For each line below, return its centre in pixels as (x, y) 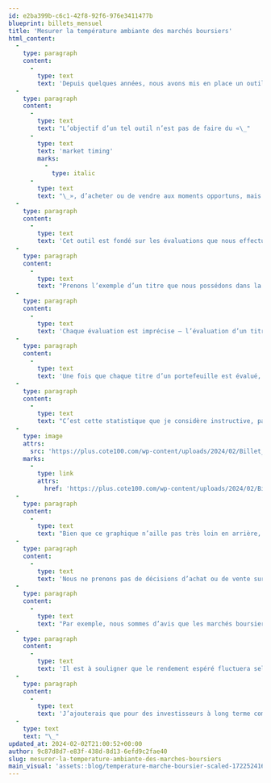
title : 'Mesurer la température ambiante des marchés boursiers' (120, 31)
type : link (56, 474)
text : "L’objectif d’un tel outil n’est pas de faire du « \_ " (144, 128)
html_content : (32, 38)
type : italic (73, 174)
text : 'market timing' (75, 151)
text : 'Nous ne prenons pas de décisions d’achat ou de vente (144, 579)
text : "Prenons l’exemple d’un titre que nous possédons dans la (150, 286)
